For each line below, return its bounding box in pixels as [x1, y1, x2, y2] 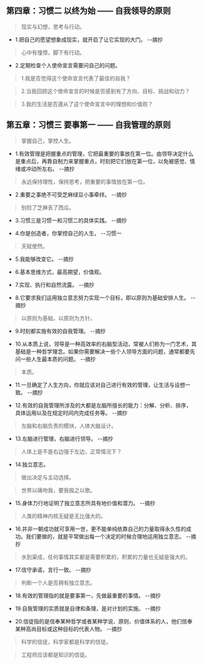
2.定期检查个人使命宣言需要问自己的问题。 [14, 61, 121, 69]
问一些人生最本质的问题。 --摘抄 [14, 355, 96, 363]
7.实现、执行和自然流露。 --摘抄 [14, 281, 95, 288]
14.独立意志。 [14, 460, 50, 468]
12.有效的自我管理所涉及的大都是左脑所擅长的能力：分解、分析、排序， [14, 401, 192, 409]
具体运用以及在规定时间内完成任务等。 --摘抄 [14, 409, 128, 417]
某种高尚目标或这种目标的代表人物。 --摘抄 [14, 625, 123, 632]
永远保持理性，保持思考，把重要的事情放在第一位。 [21, 178, 149, 185]
